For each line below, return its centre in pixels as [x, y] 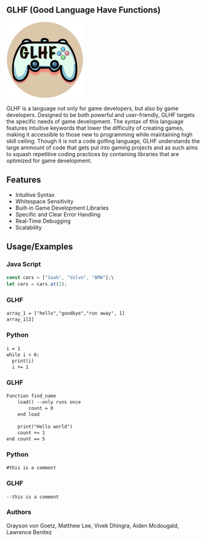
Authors [19, 512]
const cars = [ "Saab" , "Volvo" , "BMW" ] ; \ [60, 278]
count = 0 [41, 408]
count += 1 [31, 433]
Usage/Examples [40, 247]
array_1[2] [20, 320]
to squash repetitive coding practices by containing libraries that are [93, 154]
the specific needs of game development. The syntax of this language [95, 121]
